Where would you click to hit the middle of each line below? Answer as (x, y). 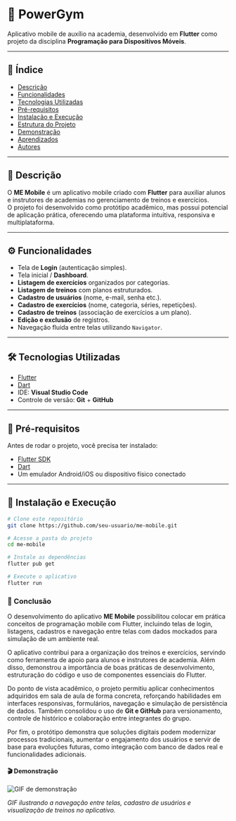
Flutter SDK (34, 459)
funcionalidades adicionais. (47, 754)
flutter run (25, 583)
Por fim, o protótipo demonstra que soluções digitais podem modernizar (112, 732)
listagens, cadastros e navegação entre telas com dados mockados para (112, 631)
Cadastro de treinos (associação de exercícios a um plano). (104, 313)
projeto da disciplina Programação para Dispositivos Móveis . (97, 41)
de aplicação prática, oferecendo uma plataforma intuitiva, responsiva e (111, 214)
